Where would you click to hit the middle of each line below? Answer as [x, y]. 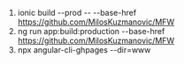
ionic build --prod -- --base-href [77, 13]
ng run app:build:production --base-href [91, 31]
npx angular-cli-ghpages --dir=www [84, 50]
